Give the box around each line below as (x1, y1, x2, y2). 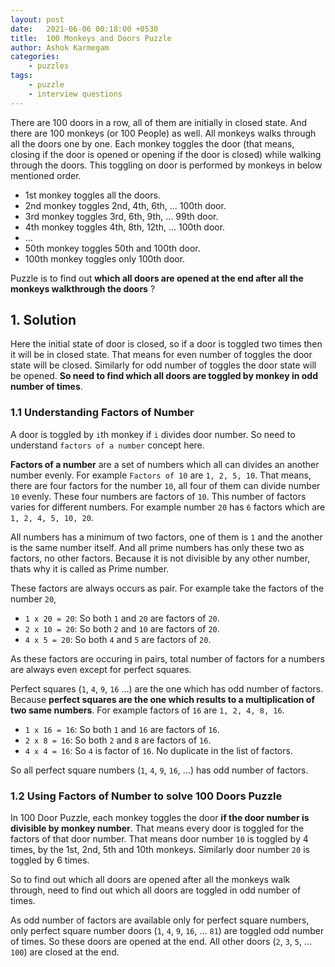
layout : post (10, 14, 65, 25)
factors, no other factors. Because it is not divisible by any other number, (10, 552, 311, 564)
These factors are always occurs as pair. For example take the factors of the (10, 582, 325, 594)
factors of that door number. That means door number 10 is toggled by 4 (10, 833, 309, 845)
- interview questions (28, 89, 123, 99)
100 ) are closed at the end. (10, 946, 120, 958)
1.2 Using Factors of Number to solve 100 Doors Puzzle (10, 789, 283, 803)
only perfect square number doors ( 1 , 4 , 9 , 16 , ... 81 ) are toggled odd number (10, 925, 325, 937)
